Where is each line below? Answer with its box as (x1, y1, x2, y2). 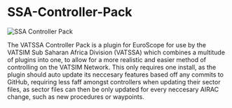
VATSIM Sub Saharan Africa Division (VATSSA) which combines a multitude (7, 48, 226, 56)
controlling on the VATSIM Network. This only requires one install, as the (7, 63, 217, 71)
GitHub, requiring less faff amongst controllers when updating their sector (7, 77, 221, 86)
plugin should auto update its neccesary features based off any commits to (7, 70, 224, 79)
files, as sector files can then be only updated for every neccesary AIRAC (7, 85, 219, 93)
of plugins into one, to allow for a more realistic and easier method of (7, 55, 207, 63)
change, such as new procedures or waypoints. (7, 92, 145, 101)
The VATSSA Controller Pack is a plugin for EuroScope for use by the (7, 40, 207, 49)
